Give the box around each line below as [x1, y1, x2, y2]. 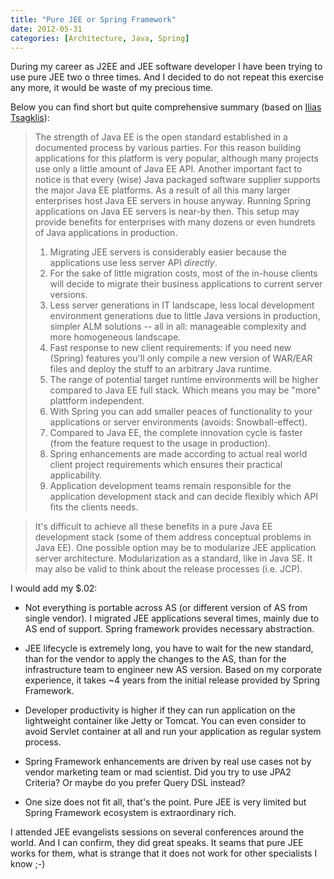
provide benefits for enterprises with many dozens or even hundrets [34, 216, 316, 228]
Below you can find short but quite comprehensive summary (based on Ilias [10, 101, 322, 113]
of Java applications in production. [34, 227, 178, 239]
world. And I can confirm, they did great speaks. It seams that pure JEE [10, 837, 304, 849]
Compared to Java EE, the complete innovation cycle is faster [49, 427, 303, 439]
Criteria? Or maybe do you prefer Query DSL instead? [24, 777, 246, 789]
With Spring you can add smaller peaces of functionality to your [49, 406, 313, 418]
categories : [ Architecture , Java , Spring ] [10, 33, 190, 43]
